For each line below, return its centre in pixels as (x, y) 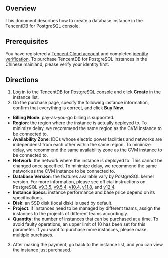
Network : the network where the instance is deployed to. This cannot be (88, 161)
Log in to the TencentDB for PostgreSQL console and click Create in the (87, 92)
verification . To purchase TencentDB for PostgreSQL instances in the (76, 59)
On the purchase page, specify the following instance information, (81, 103)
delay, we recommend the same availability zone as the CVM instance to (87, 150)
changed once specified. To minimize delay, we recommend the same (85, 166)
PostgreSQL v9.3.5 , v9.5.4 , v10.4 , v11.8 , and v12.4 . (64, 187)
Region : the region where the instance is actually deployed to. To (79, 123)
